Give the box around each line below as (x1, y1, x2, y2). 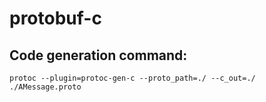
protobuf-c (9, 7, 102, 30)
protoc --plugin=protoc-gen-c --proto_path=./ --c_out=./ (9, 73, 256, 83)
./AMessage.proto (9, 82, 82, 92)
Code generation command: (9, 47, 188, 64)
